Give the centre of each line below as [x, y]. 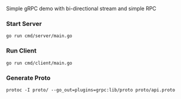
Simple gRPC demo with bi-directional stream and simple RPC [81, 9]
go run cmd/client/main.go [39, 63]
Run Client [21, 51]
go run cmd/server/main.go [39, 36]
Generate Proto [29, 78]
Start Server [24, 24]
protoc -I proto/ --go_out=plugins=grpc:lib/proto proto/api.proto [91, 90]
